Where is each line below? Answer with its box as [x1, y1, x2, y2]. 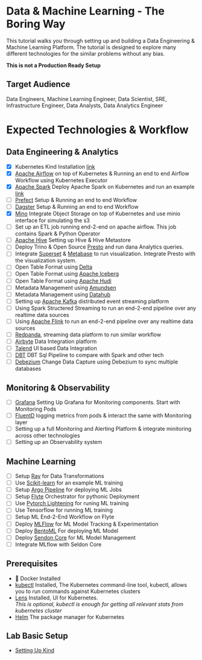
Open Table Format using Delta [14, 263, 92, 270]
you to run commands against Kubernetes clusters [14, 587, 140, 595]
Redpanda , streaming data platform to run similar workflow [14, 331, 162, 338]
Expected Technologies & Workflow [6, 123, 189, 137]
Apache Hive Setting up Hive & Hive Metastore [14, 237, 131, 244]
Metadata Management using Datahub [14, 290, 111, 298]
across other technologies [14, 432, 80, 439]
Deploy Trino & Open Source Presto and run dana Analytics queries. [14, 243, 184, 250]
